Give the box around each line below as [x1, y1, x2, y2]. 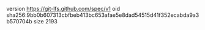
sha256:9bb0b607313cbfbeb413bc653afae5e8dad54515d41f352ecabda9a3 [6, 11, 199, 19]
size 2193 [33, 18, 58, 25]
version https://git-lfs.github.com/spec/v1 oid [6, 5, 121, 12]
